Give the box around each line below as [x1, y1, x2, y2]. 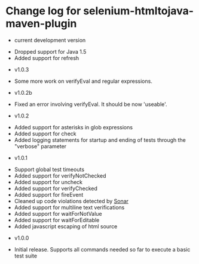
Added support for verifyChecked [14, 185, 98, 192]
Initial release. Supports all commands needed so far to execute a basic [14, 246, 191, 253]
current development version [14, 36, 86, 44]
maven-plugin [5, 17, 77, 30]
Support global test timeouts [14, 166, 85, 173]
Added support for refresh [14, 54, 79, 61]
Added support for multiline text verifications [14, 204, 125, 211]
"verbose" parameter [14, 142, 67, 150]
